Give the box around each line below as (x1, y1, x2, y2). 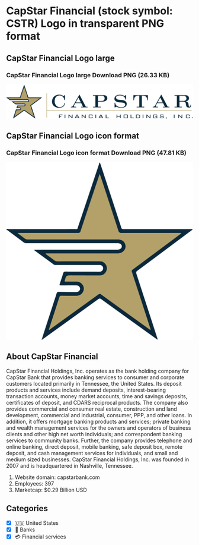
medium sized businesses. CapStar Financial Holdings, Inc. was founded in (6, 456, 190, 463)
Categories (6, 503, 49, 514)
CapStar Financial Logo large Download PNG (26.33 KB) (6, 71, 170, 79)
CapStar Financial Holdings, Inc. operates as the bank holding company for (6, 367, 190, 374)
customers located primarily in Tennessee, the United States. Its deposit (6, 380, 182, 387)
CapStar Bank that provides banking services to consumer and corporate (6, 373, 185, 381)
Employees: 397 (14, 480, 54, 487)
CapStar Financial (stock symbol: (6, 4, 173, 18)
